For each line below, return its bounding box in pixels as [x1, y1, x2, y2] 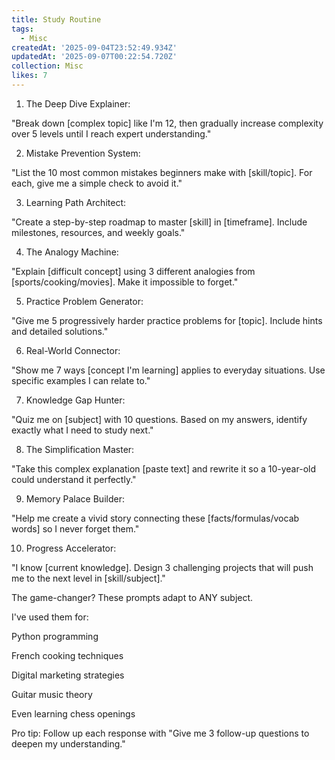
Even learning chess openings [11, 707, 136, 720]
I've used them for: [11, 611, 89, 623]
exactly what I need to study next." [11, 424, 154, 436]
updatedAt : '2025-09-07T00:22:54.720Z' [11, 52, 178, 62]
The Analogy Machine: [25, 246, 119, 258]
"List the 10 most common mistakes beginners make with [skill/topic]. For [11, 166, 313, 178]
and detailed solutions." [11, 325, 109, 337]
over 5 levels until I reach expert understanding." [11, 127, 212, 140]
